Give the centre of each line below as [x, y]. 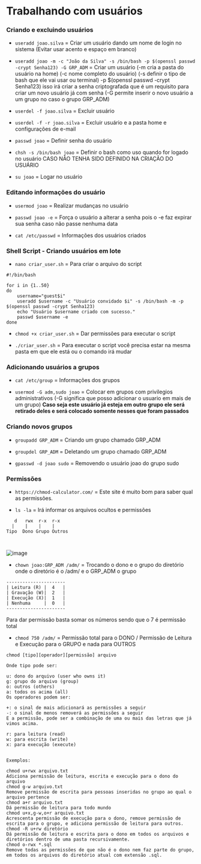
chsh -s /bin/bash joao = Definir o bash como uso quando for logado [102, 152]
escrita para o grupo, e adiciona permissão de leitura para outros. [95, 823]
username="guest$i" [41, 296]
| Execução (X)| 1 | [36, 598]
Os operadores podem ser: [38, 697]
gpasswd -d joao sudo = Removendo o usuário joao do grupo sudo [97, 463]
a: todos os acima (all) [37, 692]
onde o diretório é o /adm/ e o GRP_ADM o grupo [76, 571]
